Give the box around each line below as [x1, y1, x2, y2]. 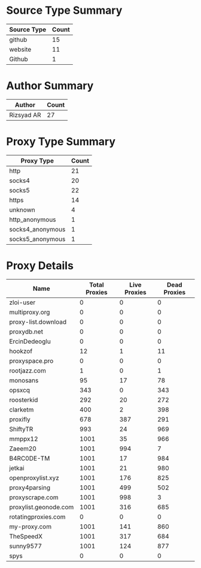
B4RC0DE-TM [9, 454, 50, 462]
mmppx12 [9, 434, 38, 443]
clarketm [9, 405, 34, 414]
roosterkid [9, 395, 38, 404]
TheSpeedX [9, 532, 43, 540]
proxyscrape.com [9, 493, 59, 501]
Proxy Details [6, 259, 74, 272]
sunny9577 [9, 542, 42, 550]
